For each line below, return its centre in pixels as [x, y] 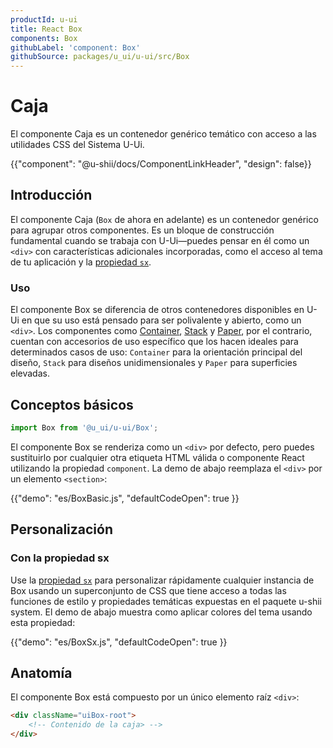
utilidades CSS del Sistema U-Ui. [77, 145]
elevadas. [30, 373]
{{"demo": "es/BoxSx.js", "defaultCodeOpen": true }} [119, 642]
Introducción [51, 195]
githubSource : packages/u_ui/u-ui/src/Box [100, 57]
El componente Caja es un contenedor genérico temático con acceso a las [163, 134]
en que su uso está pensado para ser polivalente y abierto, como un [161, 320]
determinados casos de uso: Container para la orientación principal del [156, 352]
